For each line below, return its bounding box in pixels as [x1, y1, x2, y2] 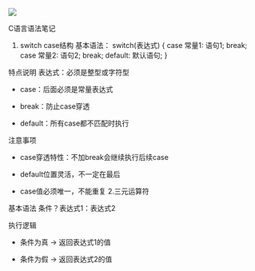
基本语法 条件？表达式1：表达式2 [8, 204, 116, 213]
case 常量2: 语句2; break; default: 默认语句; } [19, 50, 168, 60]
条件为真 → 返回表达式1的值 [19, 237, 111, 247]
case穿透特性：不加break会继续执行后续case [19, 153, 169, 161]
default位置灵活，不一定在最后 [19, 169, 121, 179]
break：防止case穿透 [19, 102, 90, 111]
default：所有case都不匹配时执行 [19, 118, 129, 128]
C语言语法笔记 [8, 24, 56, 33]
